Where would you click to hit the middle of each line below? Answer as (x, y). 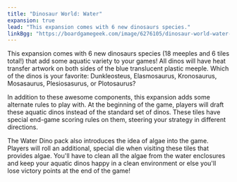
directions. (23, 127)
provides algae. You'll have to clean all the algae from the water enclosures (116, 156)
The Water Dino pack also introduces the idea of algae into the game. (108, 141)
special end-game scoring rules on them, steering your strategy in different (117, 120)
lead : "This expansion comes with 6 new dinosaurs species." (99, 27)
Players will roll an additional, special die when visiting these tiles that (108, 148)
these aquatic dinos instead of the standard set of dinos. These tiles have (114, 112)
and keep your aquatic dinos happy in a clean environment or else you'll (112, 164)
